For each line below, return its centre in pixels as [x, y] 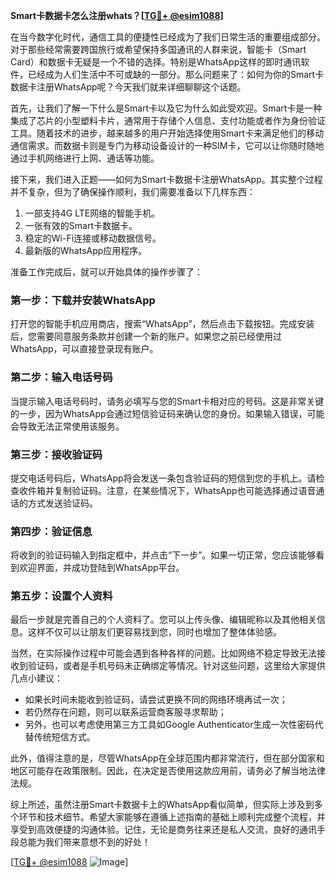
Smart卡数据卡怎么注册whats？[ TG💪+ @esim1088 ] [117, 15]
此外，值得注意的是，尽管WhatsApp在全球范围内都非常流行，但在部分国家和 [167, 758]
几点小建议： [36, 678]
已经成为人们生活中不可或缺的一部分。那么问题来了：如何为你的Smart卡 [176, 74]
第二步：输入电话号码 [61, 377]
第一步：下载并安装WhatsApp [83, 300]
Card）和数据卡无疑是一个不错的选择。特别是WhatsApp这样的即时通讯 [156, 62]
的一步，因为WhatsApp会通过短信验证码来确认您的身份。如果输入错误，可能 [167, 413]
